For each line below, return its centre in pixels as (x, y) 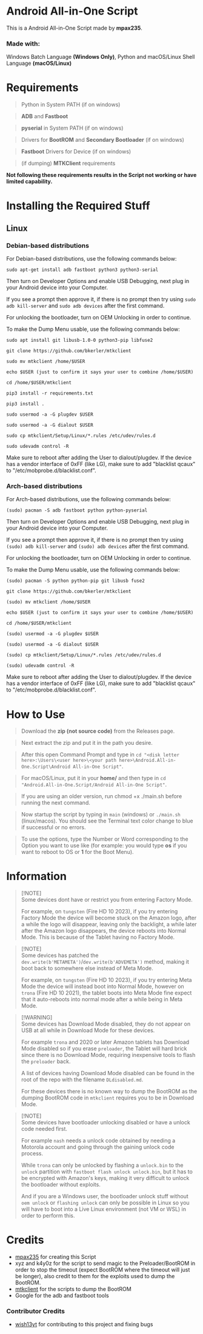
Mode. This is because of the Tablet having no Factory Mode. (98, 937)
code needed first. (44, 1129)
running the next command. (56, 803)
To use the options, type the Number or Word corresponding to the (105, 839)
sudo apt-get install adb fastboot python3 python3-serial (82, 270)
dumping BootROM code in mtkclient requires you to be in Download (108, 1098)
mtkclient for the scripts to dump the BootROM (73, 1289)
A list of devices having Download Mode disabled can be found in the (108, 1073)
